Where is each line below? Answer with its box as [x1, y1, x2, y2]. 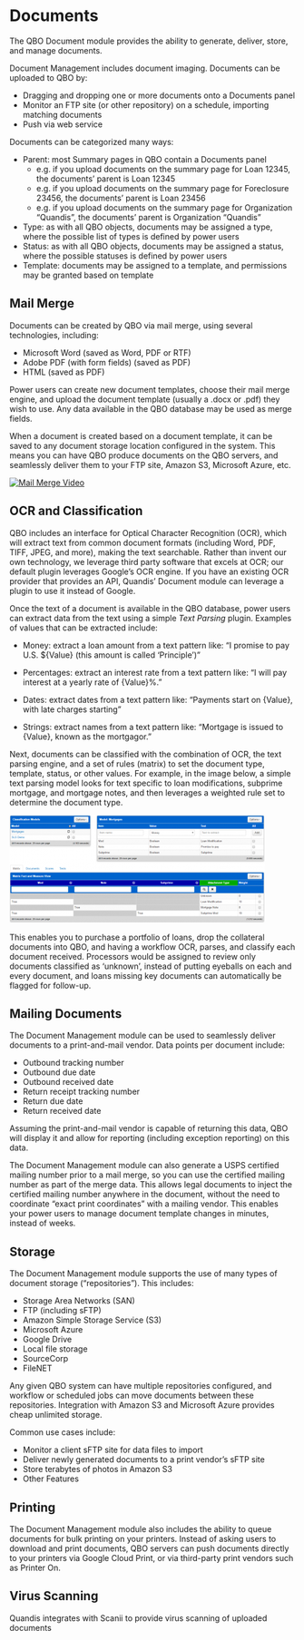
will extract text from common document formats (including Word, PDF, [9, 537, 276, 548]
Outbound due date [22, 1067, 96, 1078]
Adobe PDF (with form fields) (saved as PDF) [22, 356, 191, 367]
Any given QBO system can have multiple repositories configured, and [9, 1381, 272, 1391]
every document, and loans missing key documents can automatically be [9, 970, 282, 981]
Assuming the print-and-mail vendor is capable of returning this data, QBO [9, 1123, 289, 1134]
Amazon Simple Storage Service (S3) [22, 1314, 162, 1325]
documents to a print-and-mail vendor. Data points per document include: [9, 1040, 286, 1050]
